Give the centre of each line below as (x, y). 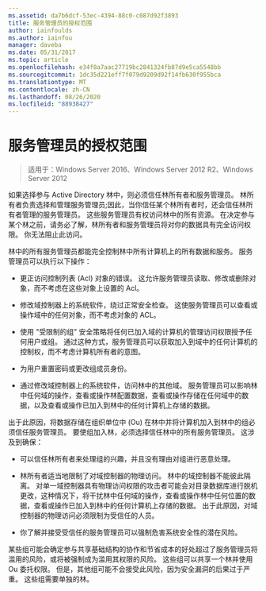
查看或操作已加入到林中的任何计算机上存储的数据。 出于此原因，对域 (146, 506)
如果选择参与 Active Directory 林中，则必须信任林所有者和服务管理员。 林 (128, 195)
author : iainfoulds (40, 30)
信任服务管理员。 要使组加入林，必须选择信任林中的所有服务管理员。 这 (131, 432)
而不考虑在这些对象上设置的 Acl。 (89, 288)
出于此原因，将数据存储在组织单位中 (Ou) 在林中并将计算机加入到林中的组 (129, 423)
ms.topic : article (38, 60)
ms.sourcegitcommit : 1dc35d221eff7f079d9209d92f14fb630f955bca (115, 75)
